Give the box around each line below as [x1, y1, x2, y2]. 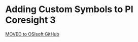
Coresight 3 [5, 14, 56, 26]
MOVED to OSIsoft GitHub [5, 31, 59, 37]
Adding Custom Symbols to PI [5, 4, 133, 15]
